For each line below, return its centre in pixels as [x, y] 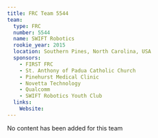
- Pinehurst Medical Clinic [59, 77]
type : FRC [27, 26]
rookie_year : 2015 [40, 45]
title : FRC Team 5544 [38, 13]
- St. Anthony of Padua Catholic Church [78, 70]
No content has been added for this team [65, 128]
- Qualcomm [35, 89]
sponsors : [27, 58]
